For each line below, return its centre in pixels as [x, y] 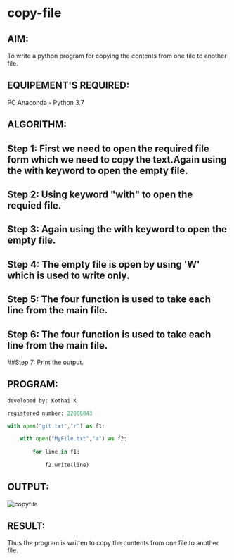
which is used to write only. [69, 275]
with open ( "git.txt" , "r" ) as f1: [56, 426]
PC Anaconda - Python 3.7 [46, 102]
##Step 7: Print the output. [46, 362]
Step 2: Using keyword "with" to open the [100, 194]
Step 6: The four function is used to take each [109, 334]
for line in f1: [56, 452]
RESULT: [26, 526]
